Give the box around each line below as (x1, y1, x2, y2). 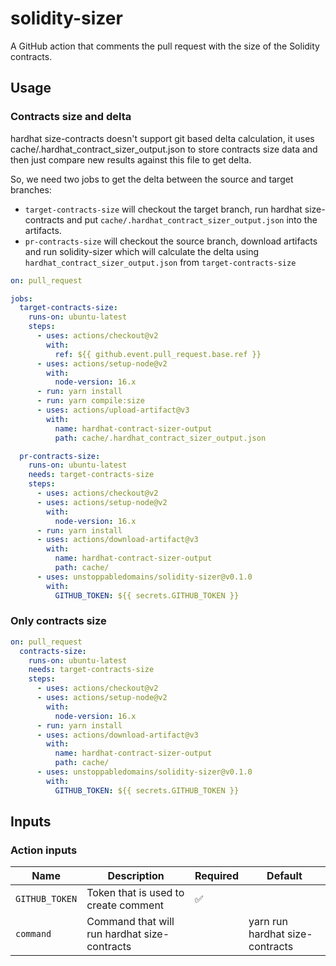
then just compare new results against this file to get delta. (10, 153, 252, 166)
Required (194, 869, 239, 883)
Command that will (86, 915, 175, 929)
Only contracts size (10, 614, 107, 628)
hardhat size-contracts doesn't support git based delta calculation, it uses (10, 132, 315, 144)
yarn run (248, 915, 288, 929)
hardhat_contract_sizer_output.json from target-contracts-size (24, 256, 297, 268)
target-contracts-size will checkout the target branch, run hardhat (24, 203, 303, 215)
